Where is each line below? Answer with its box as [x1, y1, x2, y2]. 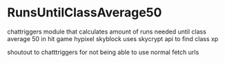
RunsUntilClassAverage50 [7, 5, 162, 21]
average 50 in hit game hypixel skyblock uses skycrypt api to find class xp [7, 34, 219, 42]
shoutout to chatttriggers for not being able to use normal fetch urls [7, 48, 199, 56]
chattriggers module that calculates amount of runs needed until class [7, 27, 207, 36]
